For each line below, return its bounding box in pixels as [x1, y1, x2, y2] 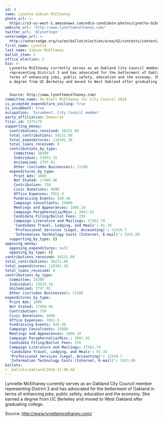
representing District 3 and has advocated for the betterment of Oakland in [5, 386, 155, 391]
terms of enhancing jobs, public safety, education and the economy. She [5, 391, 150, 397]
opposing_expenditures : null [9, 245, 68, 250]
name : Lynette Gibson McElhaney [5, 12, 70, 16]
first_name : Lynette [5, 43, 47, 48]
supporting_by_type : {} [9, 236, 57, 242]
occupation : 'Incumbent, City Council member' [5, 110, 101, 115]
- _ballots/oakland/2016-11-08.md [5, 367, 75, 372]
